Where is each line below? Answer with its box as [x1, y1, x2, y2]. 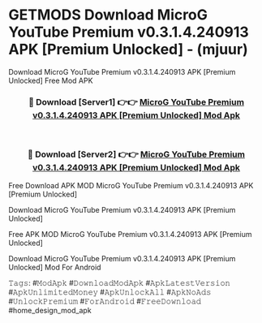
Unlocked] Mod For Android [8, 262, 101, 272]
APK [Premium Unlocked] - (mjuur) [8, 41, 249, 58]
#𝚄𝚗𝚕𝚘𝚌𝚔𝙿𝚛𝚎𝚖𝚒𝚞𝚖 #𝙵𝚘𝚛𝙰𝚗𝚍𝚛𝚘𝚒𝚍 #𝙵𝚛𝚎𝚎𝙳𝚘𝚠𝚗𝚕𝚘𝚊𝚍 [8, 296, 201, 306]
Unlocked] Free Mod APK [8, 75, 93, 85]
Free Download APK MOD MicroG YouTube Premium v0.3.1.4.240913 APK [8, 180, 254, 190]
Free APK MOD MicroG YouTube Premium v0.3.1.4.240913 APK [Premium [8, 229, 252, 239]
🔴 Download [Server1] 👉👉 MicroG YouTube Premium [28, 96, 245, 107]
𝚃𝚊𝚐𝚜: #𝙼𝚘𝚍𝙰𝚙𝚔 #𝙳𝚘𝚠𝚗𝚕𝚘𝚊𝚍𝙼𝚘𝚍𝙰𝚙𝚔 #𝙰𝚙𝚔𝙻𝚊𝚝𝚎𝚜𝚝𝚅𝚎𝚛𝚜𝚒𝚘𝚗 [8, 278, 231, 287]
